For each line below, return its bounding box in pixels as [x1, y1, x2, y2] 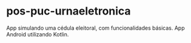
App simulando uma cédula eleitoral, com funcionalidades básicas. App [6, 24, 185, 31]
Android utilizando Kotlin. [6, 30, 69, 38]
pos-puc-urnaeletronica [6, 4, 132, 18]
